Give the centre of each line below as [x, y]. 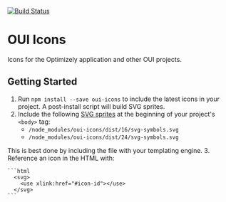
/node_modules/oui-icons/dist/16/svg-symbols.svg [104, 129]
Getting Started [42, 82]
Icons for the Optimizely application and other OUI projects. [94, 59]
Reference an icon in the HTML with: [61, 158]
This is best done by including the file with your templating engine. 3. [109, 150]
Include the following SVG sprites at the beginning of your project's [116, 114]
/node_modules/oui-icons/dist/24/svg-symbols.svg [104, 137]
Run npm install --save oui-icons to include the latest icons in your [118, 99]
